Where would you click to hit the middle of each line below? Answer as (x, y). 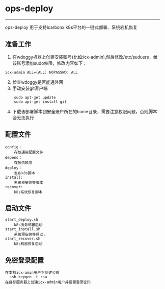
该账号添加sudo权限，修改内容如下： (50, 63)
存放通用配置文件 (28, 152)
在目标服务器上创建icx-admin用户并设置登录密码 (48, 282)
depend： (14, 157)
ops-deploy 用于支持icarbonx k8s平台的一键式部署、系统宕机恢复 (71, 27)
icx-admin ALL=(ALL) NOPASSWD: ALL (41, 72)
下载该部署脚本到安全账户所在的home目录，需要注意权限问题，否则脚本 (84, 111)
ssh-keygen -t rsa (28, 277)
